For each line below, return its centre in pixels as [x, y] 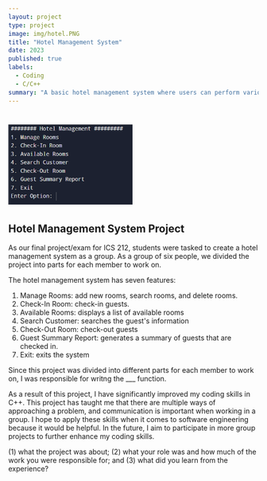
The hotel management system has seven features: [92, 280]
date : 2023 [26, 51]
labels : [21, 68]
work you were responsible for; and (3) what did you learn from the [118, 460]
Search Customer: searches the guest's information [104, 321]
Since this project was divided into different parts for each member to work [131, 370]
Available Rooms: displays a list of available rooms [102, 313]
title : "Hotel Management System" [66, 42]
